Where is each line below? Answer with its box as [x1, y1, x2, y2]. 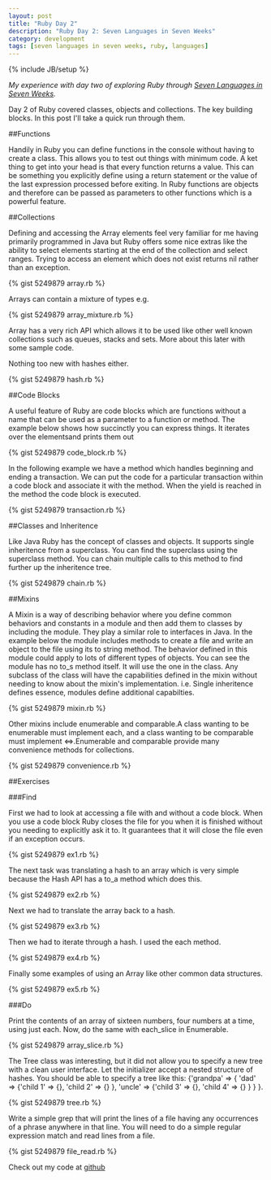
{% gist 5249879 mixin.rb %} [8, 703, 106, 713]
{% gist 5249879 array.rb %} [8, 278, 105, 289]
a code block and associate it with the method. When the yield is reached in [8, 481, 262, 490]
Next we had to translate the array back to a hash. [8, 906, 176, 916]
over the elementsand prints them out [8, 432, 134, 442]
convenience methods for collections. [8, 745, 135, 755]
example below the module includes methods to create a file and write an [8, 636, 254, 646]
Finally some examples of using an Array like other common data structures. [8, 969, 264, 978]
